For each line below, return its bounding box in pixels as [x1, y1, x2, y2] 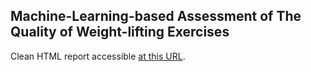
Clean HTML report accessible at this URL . [10, 50, 186, 62]
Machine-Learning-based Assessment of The [10, 8, 302, 25]
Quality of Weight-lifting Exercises [10, 24, 230, 41]
